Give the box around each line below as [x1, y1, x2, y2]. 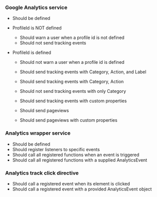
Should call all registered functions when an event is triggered [12, 152, 140, 158]
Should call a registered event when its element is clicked [12, 181, 130, 187]
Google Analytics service [5, 4, 68, 11]
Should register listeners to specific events [12, 146, 100, 152]
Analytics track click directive [5, 169, 79, 176]
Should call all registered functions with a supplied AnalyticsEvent [12, 157, 148, 163]
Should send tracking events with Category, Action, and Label [19, 69, 147, 75]
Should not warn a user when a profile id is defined [19, 59, 125, 65]
